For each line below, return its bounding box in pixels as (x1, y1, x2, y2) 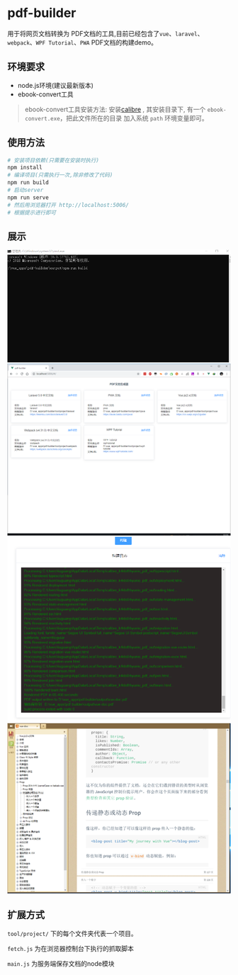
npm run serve (7, 193, 50, 201)
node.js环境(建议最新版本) (17, 81, 94, 89)
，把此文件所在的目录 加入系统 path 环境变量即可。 (59, 113, 208, 122)
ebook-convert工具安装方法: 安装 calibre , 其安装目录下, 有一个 (24, 105, 206, 113)
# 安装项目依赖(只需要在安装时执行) (7, 157, 99, 164)
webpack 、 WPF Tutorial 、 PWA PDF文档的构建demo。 (7, 38, 158, 47)
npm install (7, 164, 42, 171)
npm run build (7, 179, 50, 186)
